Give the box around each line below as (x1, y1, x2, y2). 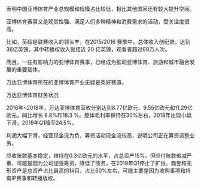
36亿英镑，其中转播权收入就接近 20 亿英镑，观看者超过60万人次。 (6, 46, 170, 53)
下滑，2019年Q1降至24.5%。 (6, 119, 77, 126)
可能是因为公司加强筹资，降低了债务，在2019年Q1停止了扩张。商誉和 (16, 159, 187, 167)
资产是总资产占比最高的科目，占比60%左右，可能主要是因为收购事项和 (11, 167, 186, 174)
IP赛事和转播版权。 (11, 174, 59, 182)
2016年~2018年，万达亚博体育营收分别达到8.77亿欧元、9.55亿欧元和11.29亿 (6, 104, 193, 111)
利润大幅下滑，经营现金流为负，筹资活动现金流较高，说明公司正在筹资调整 (6, 132, 190, 139)
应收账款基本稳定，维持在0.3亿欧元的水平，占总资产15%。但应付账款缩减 (6, 152, 187, 159)
